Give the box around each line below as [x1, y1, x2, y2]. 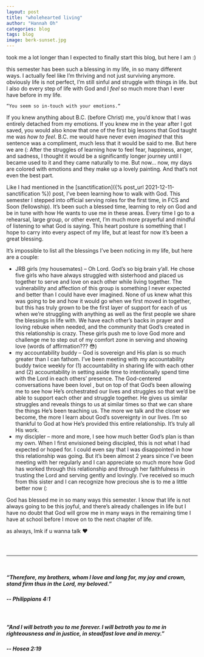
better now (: [15, 485, 47, 492]
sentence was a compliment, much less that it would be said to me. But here [6, 140, 197, 146]
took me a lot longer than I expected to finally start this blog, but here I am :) [6, 54, 196, 61]
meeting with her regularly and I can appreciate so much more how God [15, 459, 195, 466]
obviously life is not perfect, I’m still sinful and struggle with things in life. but [6, 78, 198, 86]
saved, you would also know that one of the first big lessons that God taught [6, 127, 197, 134]
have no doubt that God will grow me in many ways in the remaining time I [6, 509, 191, 516]
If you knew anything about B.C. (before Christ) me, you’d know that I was [6, 114, 191, 121]
